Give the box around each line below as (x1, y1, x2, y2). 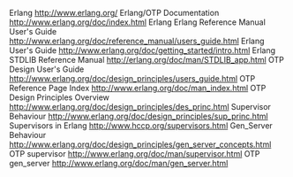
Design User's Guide (9, 64, 85, 74)
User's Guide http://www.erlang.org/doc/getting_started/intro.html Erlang (9, 45, 276, 56)
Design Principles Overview (9, 92, 110, 103)
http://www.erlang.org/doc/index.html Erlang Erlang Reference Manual (9, 17, 267, 27)
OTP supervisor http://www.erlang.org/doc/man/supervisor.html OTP (9, 149, 260, 158)
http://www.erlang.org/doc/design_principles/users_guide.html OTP (9, 73, 256, 83)
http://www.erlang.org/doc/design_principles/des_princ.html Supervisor (9, 102, 272, 112)
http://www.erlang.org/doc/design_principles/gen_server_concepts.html (9, 139, 272, 150)
